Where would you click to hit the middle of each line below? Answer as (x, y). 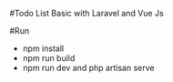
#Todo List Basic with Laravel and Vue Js (86, 13)
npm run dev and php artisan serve (88, 68)
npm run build (49, 58)
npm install (43, 48)
